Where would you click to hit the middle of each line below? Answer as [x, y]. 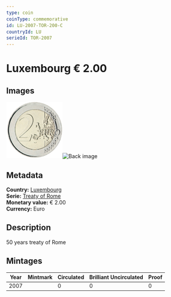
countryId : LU [24, 32]
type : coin [20, 13]
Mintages [24, 261]
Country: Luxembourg [34, 189]
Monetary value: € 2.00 [36, 202]
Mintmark [40, 277]
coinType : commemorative [37, 19]
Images [20, 90]
